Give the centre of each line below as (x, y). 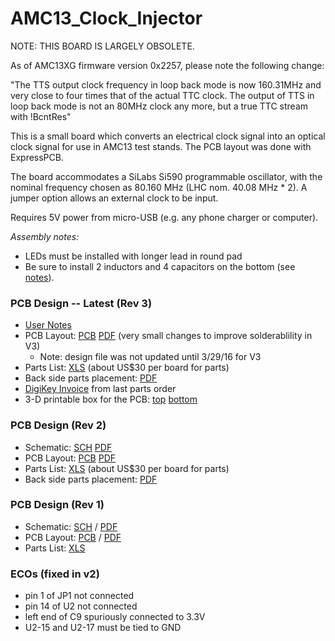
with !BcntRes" (41, 116)
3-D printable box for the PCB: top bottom (111, 399)
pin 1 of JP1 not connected (79, 596)
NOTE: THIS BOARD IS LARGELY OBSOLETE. (102, 46)
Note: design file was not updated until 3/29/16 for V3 (150, 357)
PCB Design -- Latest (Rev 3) (81, 303)
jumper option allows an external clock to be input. (114, 198)
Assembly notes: (45, 236)
